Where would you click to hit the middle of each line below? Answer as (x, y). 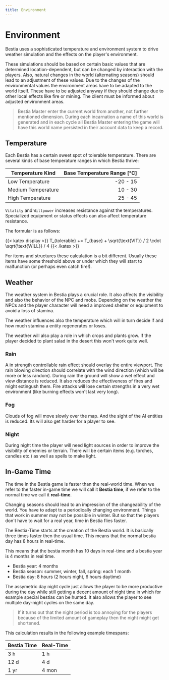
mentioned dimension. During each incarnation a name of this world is (91, 117)
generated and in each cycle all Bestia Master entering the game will (89, 122)
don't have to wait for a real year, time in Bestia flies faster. (66, 521)
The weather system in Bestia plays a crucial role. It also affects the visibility (84, 295)
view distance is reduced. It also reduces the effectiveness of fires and (79, 381)
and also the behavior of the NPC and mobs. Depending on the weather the (83, 300)
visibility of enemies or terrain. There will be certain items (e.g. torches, (79, 451)
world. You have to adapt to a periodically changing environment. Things (81, 509)
